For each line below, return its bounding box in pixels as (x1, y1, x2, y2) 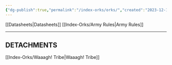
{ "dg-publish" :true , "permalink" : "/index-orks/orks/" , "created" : (5, 7, 145, 13)
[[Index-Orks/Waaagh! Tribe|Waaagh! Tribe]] (5, 54, 100, 60)
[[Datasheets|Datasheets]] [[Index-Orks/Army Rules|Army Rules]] (5, 21, 144, 27)
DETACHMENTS (5, 41, 58, 50)
